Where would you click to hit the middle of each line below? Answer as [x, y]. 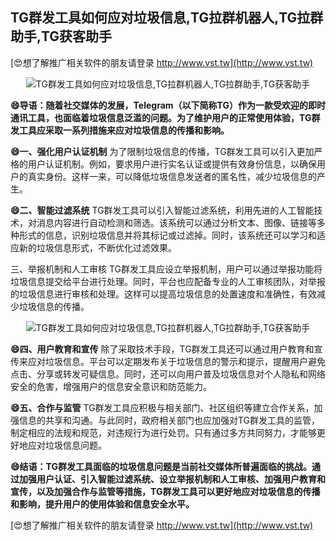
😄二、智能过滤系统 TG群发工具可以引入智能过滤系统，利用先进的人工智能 [162, 210]
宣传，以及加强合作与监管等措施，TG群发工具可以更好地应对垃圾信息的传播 [165, 491]
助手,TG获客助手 [61, 36]
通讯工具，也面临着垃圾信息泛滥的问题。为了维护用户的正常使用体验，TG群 [165, 117]
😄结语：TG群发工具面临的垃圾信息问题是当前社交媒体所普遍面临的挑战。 [161, 466]
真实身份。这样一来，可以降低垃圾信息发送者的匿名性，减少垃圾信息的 [172, 176]
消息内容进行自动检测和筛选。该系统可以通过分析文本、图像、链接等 [176, 222]
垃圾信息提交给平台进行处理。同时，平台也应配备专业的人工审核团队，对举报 [168, 281]
